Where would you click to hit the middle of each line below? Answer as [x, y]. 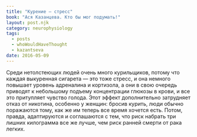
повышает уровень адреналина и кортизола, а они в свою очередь [92, 85]
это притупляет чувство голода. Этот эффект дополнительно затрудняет [99, 97]
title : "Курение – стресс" [39, 12]
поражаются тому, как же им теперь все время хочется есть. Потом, [94, 110]
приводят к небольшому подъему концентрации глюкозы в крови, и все [98, 91]
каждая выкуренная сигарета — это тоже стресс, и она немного [88, 79]
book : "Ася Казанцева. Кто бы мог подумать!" [63, 17]
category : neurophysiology [39, 28]
